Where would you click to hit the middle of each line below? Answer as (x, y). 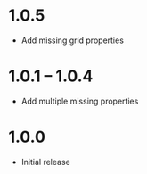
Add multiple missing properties (80, 101)
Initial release (45, 162)
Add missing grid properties (72, 40)
